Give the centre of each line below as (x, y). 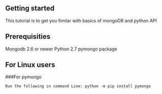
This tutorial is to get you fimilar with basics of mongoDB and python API (81, 20)
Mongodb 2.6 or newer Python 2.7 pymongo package (61, 49)
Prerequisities (28, 37)
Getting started (30, 8)
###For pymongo (23, 77)
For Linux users (30, 65)
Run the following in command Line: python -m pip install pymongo (78, 86)
